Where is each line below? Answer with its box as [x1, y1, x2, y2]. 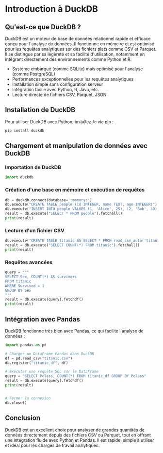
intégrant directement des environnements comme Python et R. [5, 57, 132, 62]
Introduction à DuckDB [5, 3, 98, 15]
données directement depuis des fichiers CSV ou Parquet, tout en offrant [5, 432, 151, 438]
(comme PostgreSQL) [12, 71, 56, 76]
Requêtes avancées [5, 259, 52, 265]
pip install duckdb [5, 128, 45, 133]
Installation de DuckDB [5, 106, 76, 114]
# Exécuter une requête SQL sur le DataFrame [5, 369, 98, 374]
